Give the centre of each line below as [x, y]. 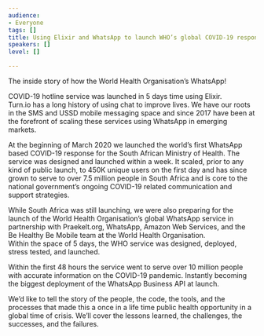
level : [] [24, 52]
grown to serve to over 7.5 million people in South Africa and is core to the [128, 178]
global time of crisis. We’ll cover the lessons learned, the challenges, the [125, 316]
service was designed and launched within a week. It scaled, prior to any [126, 161]
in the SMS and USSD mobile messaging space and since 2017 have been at [132, 113]
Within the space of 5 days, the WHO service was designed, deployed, [123, 243]
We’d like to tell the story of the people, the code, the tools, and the [117, 299]
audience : [24, 15]
